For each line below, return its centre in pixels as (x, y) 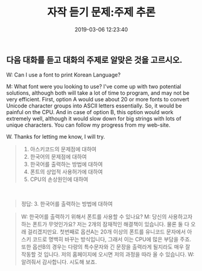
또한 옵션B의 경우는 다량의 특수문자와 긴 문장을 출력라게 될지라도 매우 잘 (106, 247)
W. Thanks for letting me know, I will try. (56, 137)
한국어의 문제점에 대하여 (58, 157)
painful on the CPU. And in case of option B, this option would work (90, 112)
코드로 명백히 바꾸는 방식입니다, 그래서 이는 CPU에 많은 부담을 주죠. (112, 240)
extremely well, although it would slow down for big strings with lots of (94, 119)
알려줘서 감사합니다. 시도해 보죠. (59, 262)
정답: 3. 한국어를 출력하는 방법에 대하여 (67, 204)
